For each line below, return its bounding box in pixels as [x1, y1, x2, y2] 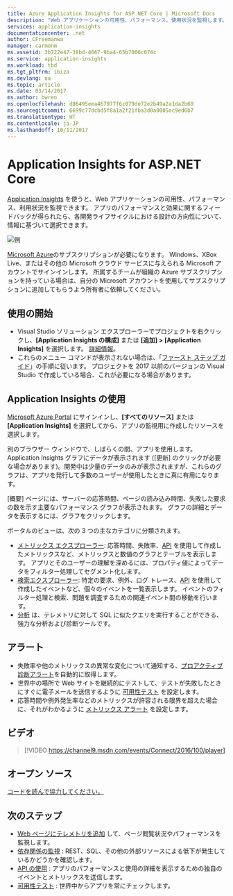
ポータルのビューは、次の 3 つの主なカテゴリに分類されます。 [7, 526, 184, 535]
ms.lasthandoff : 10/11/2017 [7, 126, 89, 133]
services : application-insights [7, 23, 101, 30]
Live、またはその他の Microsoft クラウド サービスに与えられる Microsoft [7, 259, 214, 267]
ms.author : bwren [7, 94, 58, 101]
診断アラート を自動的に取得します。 [17, 670, 121, 678]
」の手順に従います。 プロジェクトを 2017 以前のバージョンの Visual [29, 362, 225, 370]
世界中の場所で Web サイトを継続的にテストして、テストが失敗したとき [17, 679, 222, 687]
